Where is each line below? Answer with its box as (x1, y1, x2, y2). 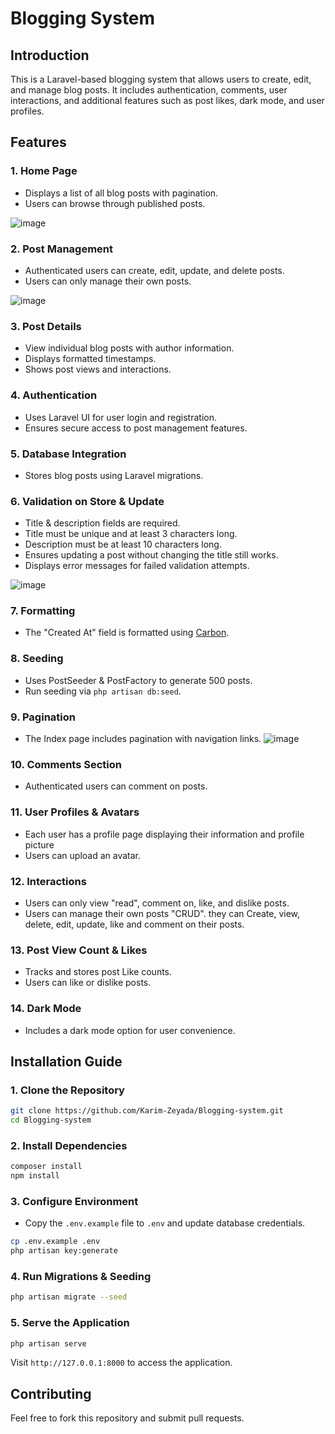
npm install (10, 1171, 60, 1181)
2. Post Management (10, 242, 114, 256)
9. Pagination (10, 710, 76, 724)
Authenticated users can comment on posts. (24, 780, 208, 792)
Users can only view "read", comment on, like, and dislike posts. (24, 897, 290, 909)
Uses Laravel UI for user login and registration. (24, 411, 217, 423)
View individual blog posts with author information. (24, 342, 235, 354)
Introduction (10, 47, 90, 64)
